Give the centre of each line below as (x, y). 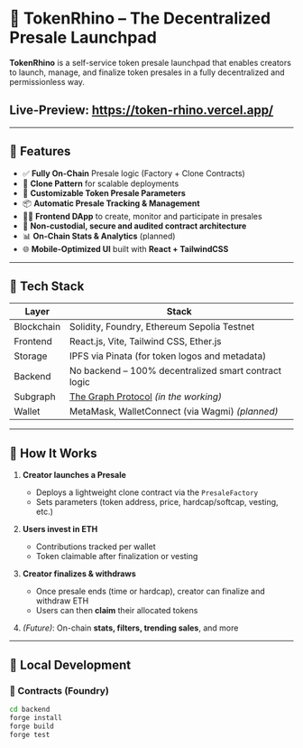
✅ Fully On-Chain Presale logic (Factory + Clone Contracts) (133, 173)
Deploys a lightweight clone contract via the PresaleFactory (147, 492)
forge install (36, 717)
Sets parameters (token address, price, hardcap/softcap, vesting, (157, 502)
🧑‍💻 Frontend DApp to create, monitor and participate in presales (142, 216)
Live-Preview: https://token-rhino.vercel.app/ (142, 111)
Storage (31, 356)
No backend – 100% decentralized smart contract (175, 371)
